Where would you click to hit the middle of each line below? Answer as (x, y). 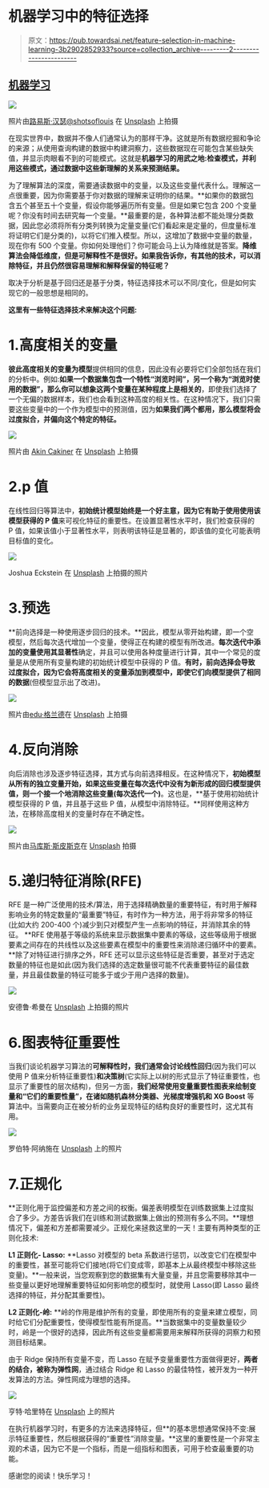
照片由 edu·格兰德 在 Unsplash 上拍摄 (68, 714)
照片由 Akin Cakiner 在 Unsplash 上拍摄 (73, 451)
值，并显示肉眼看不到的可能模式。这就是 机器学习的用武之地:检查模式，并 (129, 158)
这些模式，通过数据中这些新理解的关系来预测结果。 (99, 168)
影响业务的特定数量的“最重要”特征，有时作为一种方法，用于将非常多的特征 (131, 915)
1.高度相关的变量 (63, 345)
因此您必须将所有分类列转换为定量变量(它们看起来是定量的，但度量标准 (139, 225)
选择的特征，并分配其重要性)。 (59, 1295)
